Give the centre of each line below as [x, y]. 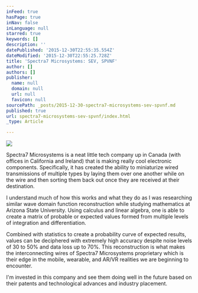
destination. [20, 186]
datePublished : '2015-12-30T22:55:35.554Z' [61, 50]
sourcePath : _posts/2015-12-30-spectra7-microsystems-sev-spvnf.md [91, 105]
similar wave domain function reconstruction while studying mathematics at [98, 204]
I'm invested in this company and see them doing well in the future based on [99, 277]
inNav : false [22, 22]
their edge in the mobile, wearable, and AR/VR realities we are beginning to [98, 260]
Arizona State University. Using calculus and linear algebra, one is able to [95, 210]
